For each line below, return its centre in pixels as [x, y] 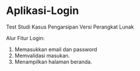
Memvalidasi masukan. [42, 55]
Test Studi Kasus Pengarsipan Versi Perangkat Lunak [70, 27]
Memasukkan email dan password [56, 49]
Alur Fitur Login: [25, 38]
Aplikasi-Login [42, 11]
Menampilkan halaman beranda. [53, 62]
